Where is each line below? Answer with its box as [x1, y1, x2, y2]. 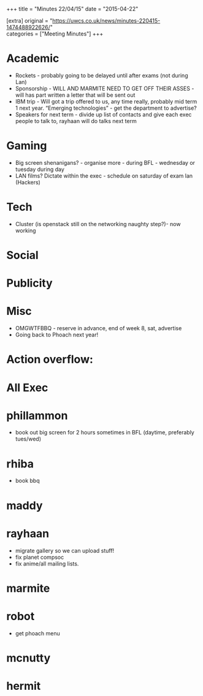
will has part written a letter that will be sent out [15, 91, 136, 99]
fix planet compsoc [15, 553, 64, 561]
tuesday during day [15, 165, 64, 173]
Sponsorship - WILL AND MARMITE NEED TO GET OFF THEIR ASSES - [15, 85, 194, 92]
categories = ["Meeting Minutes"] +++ [6, 30, 104, 37]
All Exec [6, 380, 48, 395]
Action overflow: [6, 352, 94, 366]
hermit [6, 679, 41, 693]
